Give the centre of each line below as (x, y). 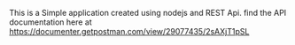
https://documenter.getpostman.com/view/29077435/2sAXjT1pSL (129, 31)
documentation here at (51, 22)
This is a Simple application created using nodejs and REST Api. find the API (148, 13)
